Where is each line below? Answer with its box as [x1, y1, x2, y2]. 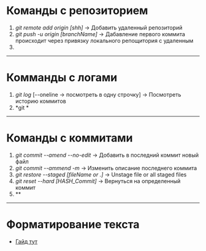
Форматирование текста [6, 218, 140, 231]
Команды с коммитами [6, 131, 133, 145]
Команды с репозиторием [6, 4, 148, 18]
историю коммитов [15, 97, 66, 105]
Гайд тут [15, 238, 38, 245]
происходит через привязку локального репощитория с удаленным [15, 37, 194, 44]
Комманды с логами [6, 71, 118, 84]
